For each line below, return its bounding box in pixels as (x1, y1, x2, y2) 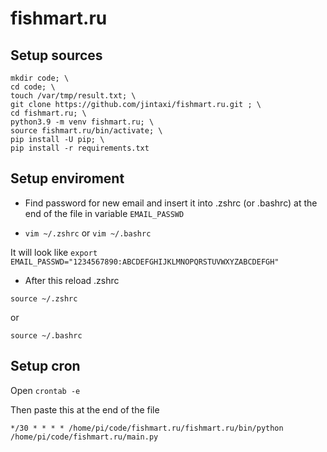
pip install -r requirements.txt (10, 143, 150, 153)
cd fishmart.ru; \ (10, 108, 87, 118)
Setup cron (10, 358, 81, 375)
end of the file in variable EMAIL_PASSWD (24, 207, 185, 219)
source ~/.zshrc (10, 293, 78, 304)
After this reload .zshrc (24, 274, 120, 286)
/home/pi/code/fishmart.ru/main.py (10, 432, 159, 442)
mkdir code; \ (10, 73, 70, 83)
